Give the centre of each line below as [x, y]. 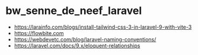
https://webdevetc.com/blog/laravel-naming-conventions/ [85, 39]
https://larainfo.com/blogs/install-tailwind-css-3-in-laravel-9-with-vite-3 [103, 27]
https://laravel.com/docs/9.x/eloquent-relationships [77, 46]
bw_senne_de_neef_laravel [74, 11]
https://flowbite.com [39, 33]
